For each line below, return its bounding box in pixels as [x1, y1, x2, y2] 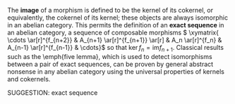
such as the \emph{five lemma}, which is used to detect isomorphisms [7, 52, 213, 60]
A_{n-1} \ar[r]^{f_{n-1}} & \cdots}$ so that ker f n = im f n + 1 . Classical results [7, 44, 224, 53]
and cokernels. [7, 74, 51, 83]
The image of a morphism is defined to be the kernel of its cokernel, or [7, 6, 214, 14]
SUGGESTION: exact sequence [7, 88, 98, 97]
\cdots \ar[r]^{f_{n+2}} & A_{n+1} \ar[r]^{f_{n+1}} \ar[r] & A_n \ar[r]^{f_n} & [7, 36, 222, 44]
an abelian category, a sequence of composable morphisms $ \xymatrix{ [7, 28, 219, 37]
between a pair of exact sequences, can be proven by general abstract [7, 60, 214, 68]
